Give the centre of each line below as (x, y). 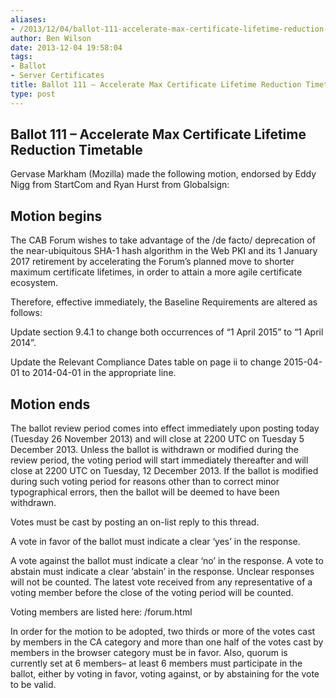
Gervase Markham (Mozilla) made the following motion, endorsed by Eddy (163, 174)
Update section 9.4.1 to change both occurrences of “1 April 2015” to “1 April (167, 332)
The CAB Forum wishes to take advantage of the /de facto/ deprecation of (163, 240)
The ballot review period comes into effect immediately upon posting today (165, 428)
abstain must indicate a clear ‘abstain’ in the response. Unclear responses (162, 572)
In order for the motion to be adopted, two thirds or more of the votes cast (163, 632)
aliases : (28, 19)
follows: (26, 313)
